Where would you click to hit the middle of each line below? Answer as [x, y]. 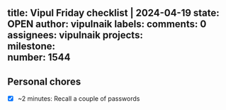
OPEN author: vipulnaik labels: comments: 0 [107, 24]
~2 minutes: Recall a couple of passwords [79, 99]
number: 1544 [39, 57]
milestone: [31, 46]
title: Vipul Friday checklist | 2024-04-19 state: [113, 13]
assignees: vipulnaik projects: [75, 35]
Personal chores [44, 81]
